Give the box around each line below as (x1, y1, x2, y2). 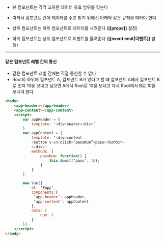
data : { (31, 208, 48, 213)
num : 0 (40, 213, 54, 218)
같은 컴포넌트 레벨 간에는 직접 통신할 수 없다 (12, 70, 97, 76)
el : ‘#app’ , (31, 185, 56, 190)
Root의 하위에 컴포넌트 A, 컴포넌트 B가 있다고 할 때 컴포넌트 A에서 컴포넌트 (12, 77, 156, 83)
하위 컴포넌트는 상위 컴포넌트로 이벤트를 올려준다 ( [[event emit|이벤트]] (12, 36, 151, 41)
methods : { (31, 149, 54, 154)
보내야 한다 (12, 89, 34, 95)
